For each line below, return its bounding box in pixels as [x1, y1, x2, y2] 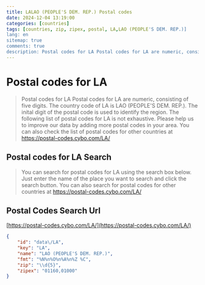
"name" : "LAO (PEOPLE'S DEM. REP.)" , [17, 250, 113, 257]
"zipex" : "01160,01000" [17, 267, 78, 274]
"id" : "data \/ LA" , [17, 239, 64, 245]
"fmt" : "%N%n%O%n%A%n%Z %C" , [17, 256, 92, 262]
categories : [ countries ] [6, 20, 70, 26]
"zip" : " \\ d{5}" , [17, 262, 62, 268]
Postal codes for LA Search [6, 152, 112, 163]
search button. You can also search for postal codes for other [21, 181, 176, 188]
